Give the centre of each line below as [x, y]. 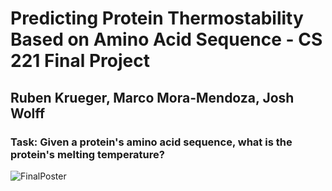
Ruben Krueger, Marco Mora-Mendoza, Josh [152, 97]
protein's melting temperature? [87, 154]
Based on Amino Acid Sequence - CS [166, 39]
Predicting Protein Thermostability [157, 18]
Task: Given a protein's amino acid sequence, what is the [151, 142]
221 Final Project [80, 61]
